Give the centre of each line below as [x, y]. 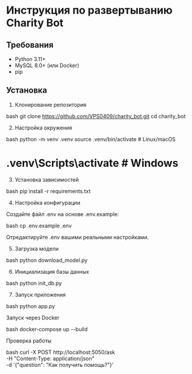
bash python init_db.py [34, 283]
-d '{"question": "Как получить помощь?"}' [60, 365]
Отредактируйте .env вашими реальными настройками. [78, 237]
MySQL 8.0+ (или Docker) [47, 65]
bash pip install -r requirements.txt [48, 191]
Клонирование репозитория [51, 104]
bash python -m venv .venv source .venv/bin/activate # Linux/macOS [91, 139]
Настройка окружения [43, 128]
